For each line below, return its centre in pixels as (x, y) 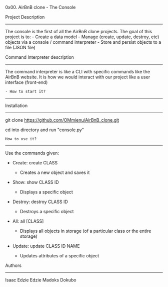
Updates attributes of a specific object (59, 256)
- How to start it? (25, 91)
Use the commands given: (32, 153)
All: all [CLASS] (28, 221)
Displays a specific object (46, 192)
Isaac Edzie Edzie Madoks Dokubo (41, 280)
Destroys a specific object (47, 211)
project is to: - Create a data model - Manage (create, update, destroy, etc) (82, 37)
